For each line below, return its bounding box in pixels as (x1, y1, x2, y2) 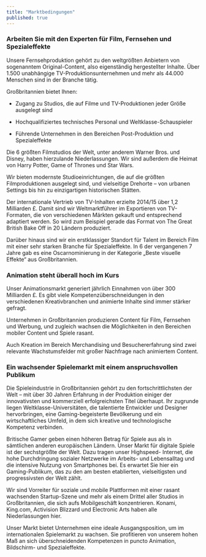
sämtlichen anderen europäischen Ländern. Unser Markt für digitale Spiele (6, 442, 195, 449)
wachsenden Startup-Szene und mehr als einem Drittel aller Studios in (6, 493, 184, 500)
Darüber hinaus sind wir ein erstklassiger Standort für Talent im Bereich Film (6, 236, 199, 243)
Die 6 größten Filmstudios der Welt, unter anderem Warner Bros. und (6, 148, 180, 156)
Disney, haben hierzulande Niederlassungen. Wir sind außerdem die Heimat (6, 154, 198, 162)
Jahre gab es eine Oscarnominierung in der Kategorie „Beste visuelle (6, 249, 181, 256)
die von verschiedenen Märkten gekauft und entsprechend (33, 211, 182, 218)
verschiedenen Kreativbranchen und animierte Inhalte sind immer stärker (6, 298, 191, 305)
